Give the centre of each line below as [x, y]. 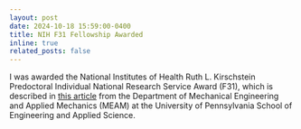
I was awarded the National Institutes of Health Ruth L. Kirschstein [132, 77]
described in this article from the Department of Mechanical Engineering [144, 97]
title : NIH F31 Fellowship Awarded [76, 34]
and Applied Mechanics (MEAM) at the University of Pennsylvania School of [151, 106]
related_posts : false [50, 51]
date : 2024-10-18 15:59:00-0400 [70, 26]
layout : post [34, 18]
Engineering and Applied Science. [72, 115]
